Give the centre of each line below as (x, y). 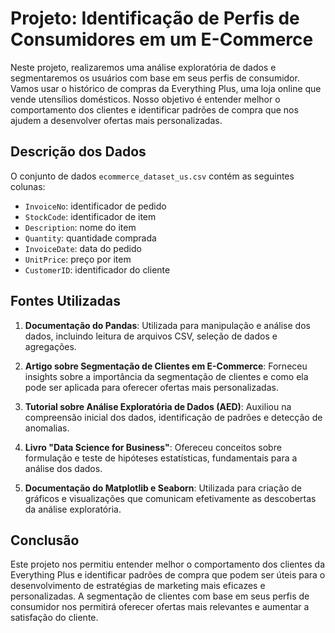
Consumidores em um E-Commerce (162, 39)
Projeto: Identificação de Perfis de (155, 18)
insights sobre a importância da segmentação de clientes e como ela (166, 376)
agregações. (50, 346)
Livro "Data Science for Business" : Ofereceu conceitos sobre (153, 447)
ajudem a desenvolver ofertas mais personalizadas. (116, 120)
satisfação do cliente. (54, 618)
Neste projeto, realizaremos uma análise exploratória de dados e (143, 67)
